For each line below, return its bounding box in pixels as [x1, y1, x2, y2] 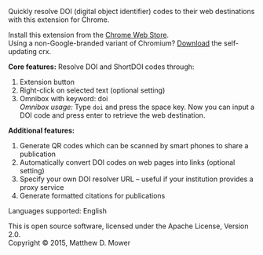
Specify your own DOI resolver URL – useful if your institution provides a [19, 174, 254, 184]
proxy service [19, 183, 64, 191]
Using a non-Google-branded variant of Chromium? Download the [8, 38, 222, 48]
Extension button [19, 78, 75, 86]
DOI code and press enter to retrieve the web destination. [19, 111, 206, 120]
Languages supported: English [8, 206, 108, 215]
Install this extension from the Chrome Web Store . [8, 31, 170, 39]
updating [8, 47, 38, 56]
